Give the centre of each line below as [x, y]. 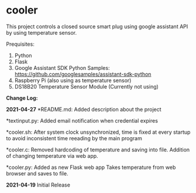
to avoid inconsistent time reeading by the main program [74, 138]
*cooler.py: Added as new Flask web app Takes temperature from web [91, 167]
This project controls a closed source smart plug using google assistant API [97, 26]
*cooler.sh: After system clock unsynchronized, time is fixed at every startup [98, 132]
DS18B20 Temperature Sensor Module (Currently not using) [87, 86]
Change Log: [22, 98]
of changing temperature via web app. [52, 155]
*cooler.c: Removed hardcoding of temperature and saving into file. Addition [98, 150]
